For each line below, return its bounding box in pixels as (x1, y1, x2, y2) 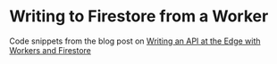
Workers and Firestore (9, 44, 92, 55)
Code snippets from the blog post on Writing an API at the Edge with (9, 36, 261, 46)
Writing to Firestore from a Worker (9, 6, 269, 27)
